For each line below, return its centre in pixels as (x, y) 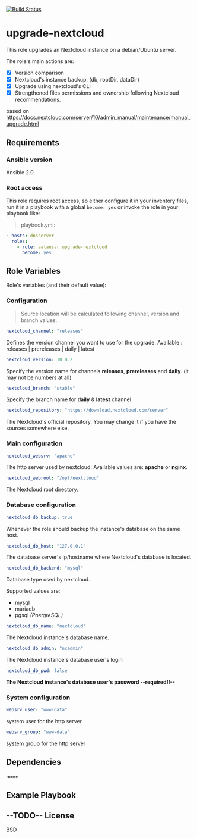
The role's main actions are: (40, 61)
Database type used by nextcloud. (48, 580)
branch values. (39, 320)
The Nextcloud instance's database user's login (64, 660)
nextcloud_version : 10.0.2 (39, 359)
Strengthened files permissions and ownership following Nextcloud (97, 93)
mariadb (25, 609)
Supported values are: (33, 591)
